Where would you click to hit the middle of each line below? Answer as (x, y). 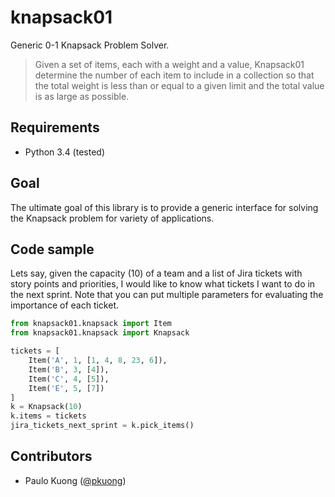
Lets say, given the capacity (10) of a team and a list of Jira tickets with (156, 273)
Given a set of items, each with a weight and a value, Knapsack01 (169, 64)
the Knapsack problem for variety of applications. (112, 218)
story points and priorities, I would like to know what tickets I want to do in (163, 284)
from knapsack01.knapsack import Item (91, 324)
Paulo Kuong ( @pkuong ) (75, 480)
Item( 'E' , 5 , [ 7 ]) (66, 388)
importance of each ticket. (64, 305)
